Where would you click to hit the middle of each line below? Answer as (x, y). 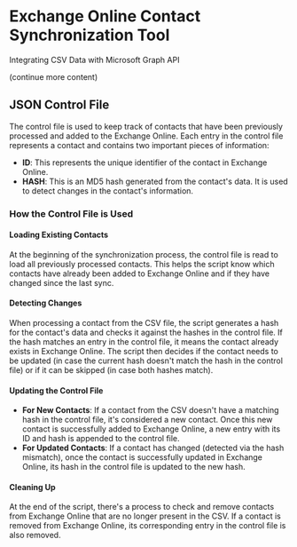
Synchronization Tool (90, 35)
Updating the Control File (56, 390)
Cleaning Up (32, 487)
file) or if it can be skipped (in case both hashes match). (111, 370)
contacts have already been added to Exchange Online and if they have (140, 273)
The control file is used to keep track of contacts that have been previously (146, 126)
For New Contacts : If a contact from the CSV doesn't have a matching (150, 410)
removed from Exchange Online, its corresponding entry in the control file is (148, 526)
